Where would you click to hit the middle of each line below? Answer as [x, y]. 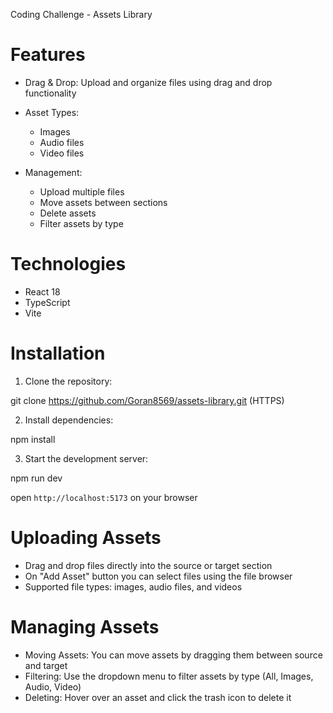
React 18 [42, 291]
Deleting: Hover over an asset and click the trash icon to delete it [158, 697]
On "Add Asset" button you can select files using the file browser [158, 576]
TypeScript [47, 302]
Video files [62, 153]
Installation [58, 353]
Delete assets [68, 213]
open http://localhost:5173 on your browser [104, 497]
